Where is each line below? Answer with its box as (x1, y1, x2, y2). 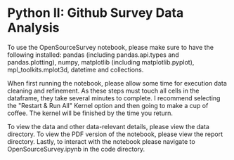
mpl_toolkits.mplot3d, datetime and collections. (7, 65, 144, 74)
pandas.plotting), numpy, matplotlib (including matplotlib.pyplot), (7, 58, 195, 66)
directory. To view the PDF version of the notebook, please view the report (7, 130, 223, 138)
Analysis (7, 20, 60, 36)
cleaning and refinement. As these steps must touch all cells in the (7, 86, 200, 95)
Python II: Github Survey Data (7, 5, 184, 21)
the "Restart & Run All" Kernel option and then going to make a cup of (7, 101, 209, 109)
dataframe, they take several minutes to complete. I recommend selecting (7, 93, 221, 102)
